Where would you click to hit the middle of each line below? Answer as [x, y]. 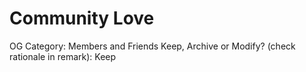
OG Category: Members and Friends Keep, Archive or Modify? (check [152, 46]
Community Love [82, 18]
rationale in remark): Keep [63, 56]
